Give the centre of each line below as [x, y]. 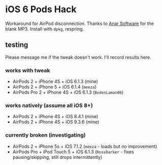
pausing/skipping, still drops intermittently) [57, 157]
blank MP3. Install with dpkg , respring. [45, 29]
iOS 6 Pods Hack [41, 9]
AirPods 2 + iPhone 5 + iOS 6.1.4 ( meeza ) [54, 87]
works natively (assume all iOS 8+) [49, 105]
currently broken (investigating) [45, 135]
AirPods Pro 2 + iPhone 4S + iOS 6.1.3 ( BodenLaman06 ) [68, 92]
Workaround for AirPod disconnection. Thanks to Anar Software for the [79, 23]
